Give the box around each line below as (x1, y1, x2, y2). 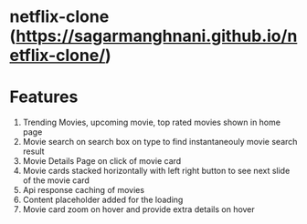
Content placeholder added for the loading (22, 194, 184, 206)
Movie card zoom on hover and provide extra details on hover (22, 204, 256, 215)
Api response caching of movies (22, 185, 144, 196)
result (22, 146, 45, 157)
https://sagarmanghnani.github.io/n (16, 25, 298, 46)
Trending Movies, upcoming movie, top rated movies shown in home (22, 117, 281, 128)
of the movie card (22, 175, 90, 186)
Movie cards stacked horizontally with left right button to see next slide (22, 166, 291, 177)
